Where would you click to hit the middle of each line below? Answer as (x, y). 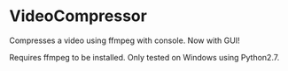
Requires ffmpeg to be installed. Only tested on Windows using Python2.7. (144, 57)
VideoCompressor (78, 16)
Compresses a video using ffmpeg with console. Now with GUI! (125, 40)
